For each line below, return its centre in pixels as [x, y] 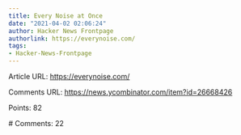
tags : [17, 46]
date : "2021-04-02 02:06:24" [57, 23]
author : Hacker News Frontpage [61, 31]
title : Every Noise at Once [56, 16]
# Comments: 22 [36, 123]
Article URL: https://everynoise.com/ [69, 76]
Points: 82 [25, 108]
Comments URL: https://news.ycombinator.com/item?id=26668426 [120, 92]
